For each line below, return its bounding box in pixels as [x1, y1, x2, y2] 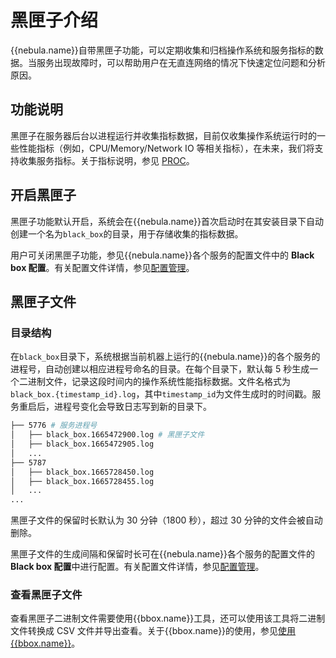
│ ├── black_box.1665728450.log [10, 467, 155, 477]
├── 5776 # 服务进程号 [10, 421, 98, 431]
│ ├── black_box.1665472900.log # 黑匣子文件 [10, 430, 205, 440]
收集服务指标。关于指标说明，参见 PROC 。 [18, 154, 195, 166]
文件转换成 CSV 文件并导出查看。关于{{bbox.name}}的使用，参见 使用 [10, 625, 297, 637]
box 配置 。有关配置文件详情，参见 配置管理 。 [10, 261, 195, 273]
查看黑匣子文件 [10, 588, 83, 602]
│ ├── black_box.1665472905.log [10, 439, 155, 449]
